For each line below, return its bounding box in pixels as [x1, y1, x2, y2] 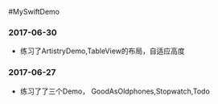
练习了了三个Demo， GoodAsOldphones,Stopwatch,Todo [19, 86, 211, 96]
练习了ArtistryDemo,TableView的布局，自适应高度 [19, 46, 185, 56]
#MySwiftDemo [8, 7, 60, 16]
